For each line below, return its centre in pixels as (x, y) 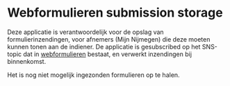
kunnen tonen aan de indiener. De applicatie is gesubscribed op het (104, 46)
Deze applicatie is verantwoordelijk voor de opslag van (86, 32)
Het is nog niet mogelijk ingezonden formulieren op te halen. (93, 75)
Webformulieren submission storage (115, 13)
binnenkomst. (27, 61)
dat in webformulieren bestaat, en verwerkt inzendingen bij (108, 54)
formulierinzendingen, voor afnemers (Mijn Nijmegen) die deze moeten (109, 39)
